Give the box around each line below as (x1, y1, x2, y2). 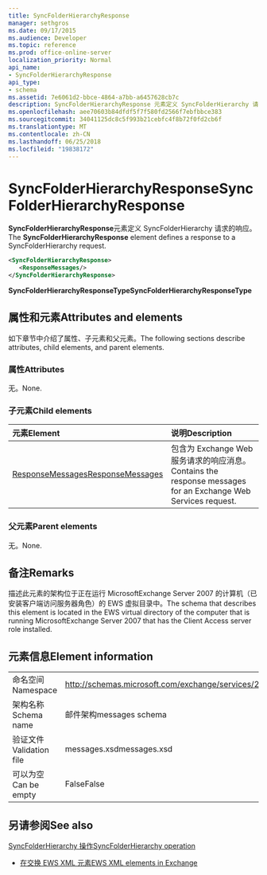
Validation (12, 744, 49, 755)
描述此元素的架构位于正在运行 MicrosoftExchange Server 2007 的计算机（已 (8, 589, 257, 598)
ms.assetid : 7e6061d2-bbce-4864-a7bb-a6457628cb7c (8, 93, 180, 101)
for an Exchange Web (170, 485, 252, 496)
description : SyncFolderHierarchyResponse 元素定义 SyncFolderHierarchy (8, 100, 250, 108)
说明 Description (170, 428, 232, 439)
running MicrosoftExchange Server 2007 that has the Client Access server (8, 616, 252, 626)
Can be (12, 779, 40, 791)
